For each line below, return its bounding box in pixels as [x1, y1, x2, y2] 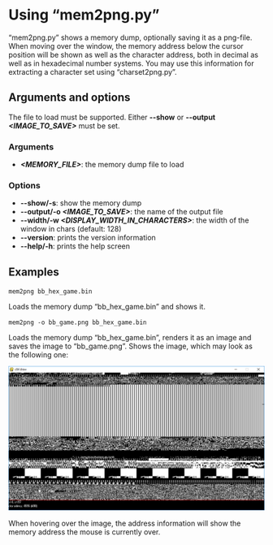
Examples [8, 265, 59, 279]
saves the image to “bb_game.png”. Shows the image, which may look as [8, 341, 253, 351]
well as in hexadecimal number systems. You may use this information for [8, 58, 254, 68]
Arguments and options [8, 91, 131, 105]
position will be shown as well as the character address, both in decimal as [8, 50, 258, 59]
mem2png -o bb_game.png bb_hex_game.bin [8, 318, 148, 327]
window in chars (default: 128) [19, 224, 122, 234]
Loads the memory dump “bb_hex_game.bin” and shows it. [8, 302, 206, 312]
